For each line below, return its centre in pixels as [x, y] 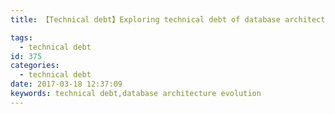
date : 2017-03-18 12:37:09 [66, 84]
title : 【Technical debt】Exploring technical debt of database [145, 19]
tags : [21, 37]
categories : [35, 66]
